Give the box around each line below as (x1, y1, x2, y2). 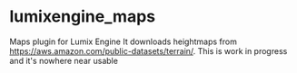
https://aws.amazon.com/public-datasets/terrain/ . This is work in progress (9, 45, 288, 56)
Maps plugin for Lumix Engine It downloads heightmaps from (9, 36, 238, 47)
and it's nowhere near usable (9, 55, 118, 66)
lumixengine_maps (9, 6, 156, 27)
